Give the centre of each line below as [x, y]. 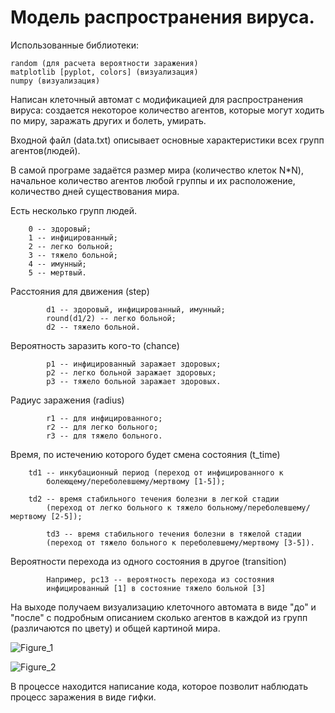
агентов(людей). [45, 150]
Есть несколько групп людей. [74, 210]
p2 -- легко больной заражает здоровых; [131, 372]
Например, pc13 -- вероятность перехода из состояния [160, 579]
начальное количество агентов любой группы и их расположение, [153, 180]
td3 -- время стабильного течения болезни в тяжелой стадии [174, 534]
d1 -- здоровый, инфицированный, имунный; [136, 309]
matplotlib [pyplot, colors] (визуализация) [104, 72]
